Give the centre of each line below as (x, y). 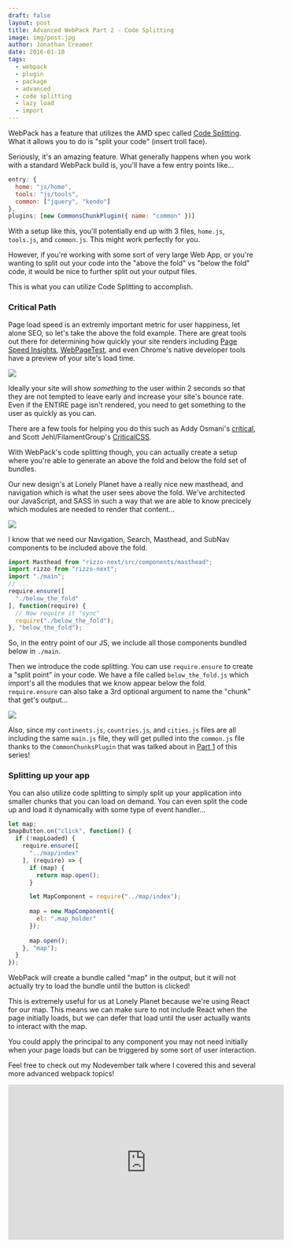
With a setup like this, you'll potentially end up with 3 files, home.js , (116, 231)
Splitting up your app (49, 775)
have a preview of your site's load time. (72, 358)
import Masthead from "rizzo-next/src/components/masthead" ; (111, 562)
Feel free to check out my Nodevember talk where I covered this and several (132, 1065)
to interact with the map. (48, 1027)
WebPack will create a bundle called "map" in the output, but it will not (122, 978)
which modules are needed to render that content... (92, 509)
